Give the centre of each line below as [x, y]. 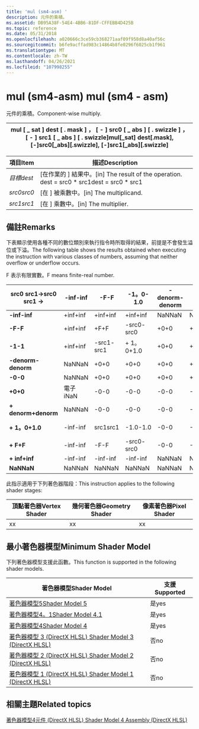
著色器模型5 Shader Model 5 [48, 603]
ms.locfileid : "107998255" [39, 67]
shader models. [25, 568]
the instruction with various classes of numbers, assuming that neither [92, 257]
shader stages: [24, 491]
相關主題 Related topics [49, 704]
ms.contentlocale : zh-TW [37, 56]
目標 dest [21, 178]
